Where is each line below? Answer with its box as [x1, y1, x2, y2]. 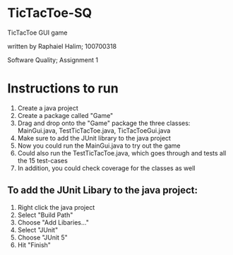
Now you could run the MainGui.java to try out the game [17, 141, 181, 150]
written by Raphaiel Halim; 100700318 [7, 42, 117, 50]
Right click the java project [17, 203, 95, 211]
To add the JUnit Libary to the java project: [7, 184, 198, 196]
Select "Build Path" [17, 210, 73, 219]
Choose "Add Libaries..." [17, 218, 90, 227]
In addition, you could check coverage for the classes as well [17, 164, 196, 172]
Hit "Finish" [17, 240, 52, 249]
